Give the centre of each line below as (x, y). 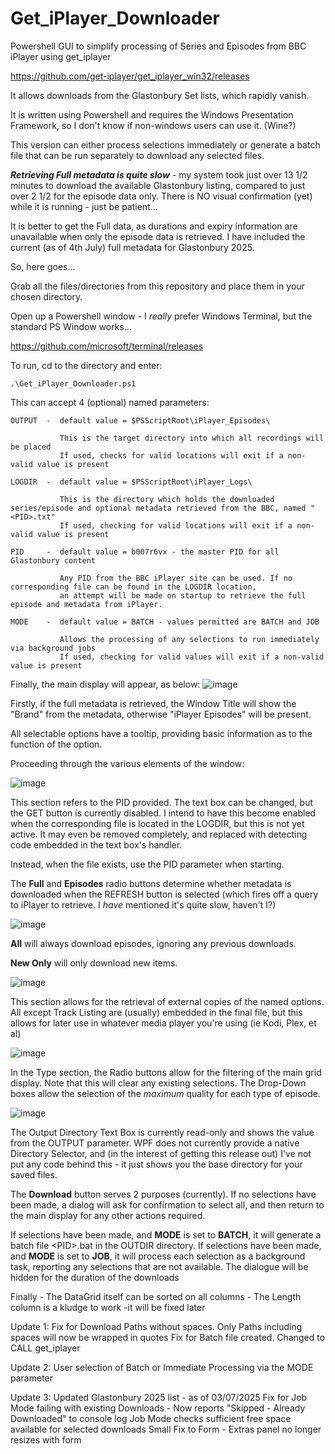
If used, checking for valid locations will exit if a (176, 525)
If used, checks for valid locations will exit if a (171, 455)
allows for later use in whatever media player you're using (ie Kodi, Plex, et (163, 1023)
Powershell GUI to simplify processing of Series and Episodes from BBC (158, 46)
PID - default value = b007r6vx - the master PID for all (145, 552)
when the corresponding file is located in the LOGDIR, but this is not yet (157, 823)
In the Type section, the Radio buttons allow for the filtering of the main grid (166, 1072)
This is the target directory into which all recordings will (192, 438)
